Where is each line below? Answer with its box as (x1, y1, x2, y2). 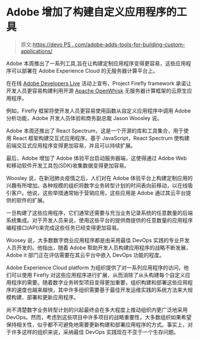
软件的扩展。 (16, 197, 48, 204)
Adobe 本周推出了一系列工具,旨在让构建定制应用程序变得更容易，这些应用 (6, 60, 187, 67)
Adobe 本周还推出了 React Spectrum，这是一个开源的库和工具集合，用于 (6, 127, 184, 134)
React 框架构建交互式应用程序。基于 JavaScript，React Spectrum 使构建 (12, 134, 190, 141)
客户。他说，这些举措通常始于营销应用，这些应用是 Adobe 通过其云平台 (11, 189, 187, 196)
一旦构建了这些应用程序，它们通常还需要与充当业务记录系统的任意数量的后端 (6, 209, 193, 216)
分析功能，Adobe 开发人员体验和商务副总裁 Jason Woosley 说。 (6, 114, 163, 121)
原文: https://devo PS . (20, 41, 74, 48)
